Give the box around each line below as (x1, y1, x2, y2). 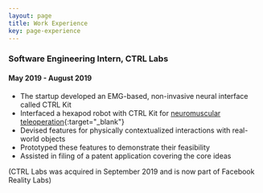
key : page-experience (8, 27, 81, 35)
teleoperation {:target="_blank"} (19, 117, 125, 126)
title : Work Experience (8, 19, 88, 27)
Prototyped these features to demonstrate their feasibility (19, 142, 211, 152)
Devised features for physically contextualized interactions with (19, 125, 231, 135)
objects (40, 133, 66, 143)
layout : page (8, 11, 52, 20)
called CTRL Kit (19, 100, 72, 109)
